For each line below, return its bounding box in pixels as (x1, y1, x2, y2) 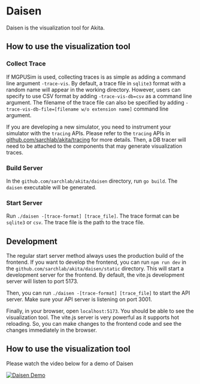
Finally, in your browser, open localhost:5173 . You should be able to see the (6, 308, 194, 315)
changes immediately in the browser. (6, 326, 98, 334)
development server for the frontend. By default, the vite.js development (6, 272, 184, 279)
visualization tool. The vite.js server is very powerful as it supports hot (6, 314, 180, 321)
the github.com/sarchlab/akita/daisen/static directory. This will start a (6, 265, 184, 272)
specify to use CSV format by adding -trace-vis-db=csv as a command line (6, 92, 192, 100)
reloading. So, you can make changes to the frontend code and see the (6, 320, 181, 328)
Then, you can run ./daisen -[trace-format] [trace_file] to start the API (6, 290, 190, 297)
